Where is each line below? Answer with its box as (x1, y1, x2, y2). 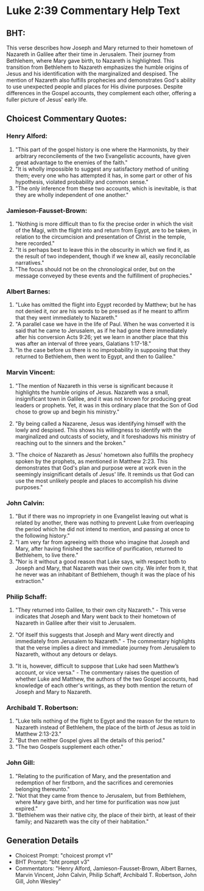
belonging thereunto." (15, 785, 70, 793)
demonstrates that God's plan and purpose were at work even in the (15, 464, 187, 471)
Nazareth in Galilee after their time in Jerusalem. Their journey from (6, 51, 175, 58)
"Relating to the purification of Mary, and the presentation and (15, 772, 171, 779)
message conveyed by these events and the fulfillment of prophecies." (15, 272, 192, 279)
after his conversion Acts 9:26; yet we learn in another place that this (15, 334, 189, 341)
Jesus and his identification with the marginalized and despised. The (6, 70, 178, 77)
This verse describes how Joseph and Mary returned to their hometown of (6, 44, 194, 51)
